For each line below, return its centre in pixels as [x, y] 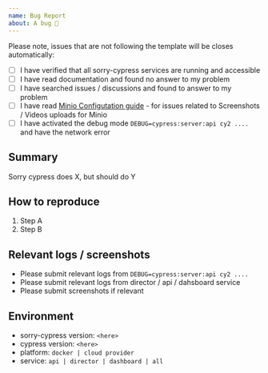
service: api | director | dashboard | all [92, 361]
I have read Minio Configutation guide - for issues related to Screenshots [140, 106]
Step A [31, 221]
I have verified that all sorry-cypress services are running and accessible [140, 70]
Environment [41, 316]
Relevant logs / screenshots [79, 254]
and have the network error [65, 132]
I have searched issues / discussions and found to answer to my [126, 88]
